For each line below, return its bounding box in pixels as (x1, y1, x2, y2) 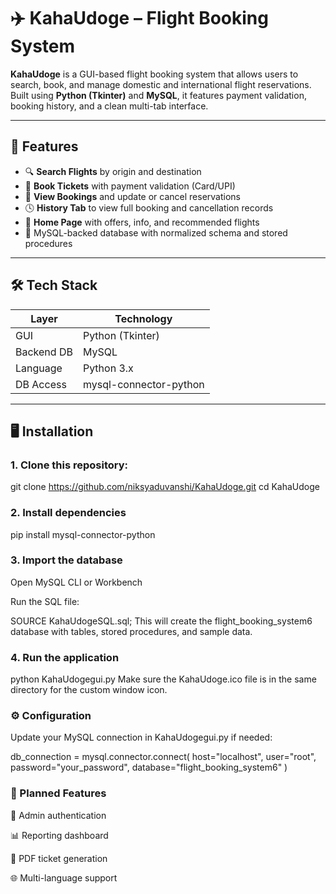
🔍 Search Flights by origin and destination (24, 165, 202, 177)
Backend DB (15, 345, 73, 359)
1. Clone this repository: (10, 458, 128, 472)
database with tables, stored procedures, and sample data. (10, 625, 253, 637)
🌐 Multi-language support (10, 871, 118, 884)
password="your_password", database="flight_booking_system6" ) (10, 761, 288, 774)
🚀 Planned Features (10, 786, 107, 800)
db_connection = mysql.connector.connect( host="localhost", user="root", (10, 751, 317, 763)
